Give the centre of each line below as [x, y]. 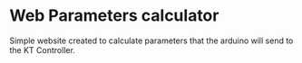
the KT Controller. [42, 49]
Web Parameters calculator [114, 16]
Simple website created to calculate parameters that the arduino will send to [151, 40]
